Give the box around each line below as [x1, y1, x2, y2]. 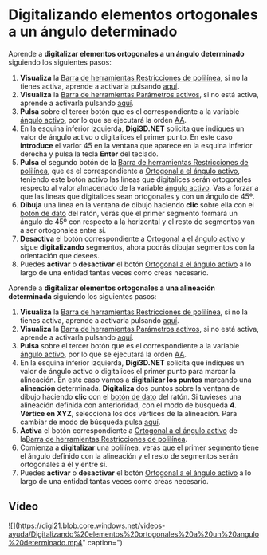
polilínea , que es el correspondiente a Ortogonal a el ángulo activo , [19, 166, 241, 175]
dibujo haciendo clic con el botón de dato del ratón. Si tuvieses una [19, 392, 241, 401]
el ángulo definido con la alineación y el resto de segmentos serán [19, 451, 238, 460]
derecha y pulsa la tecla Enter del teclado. [19, 149, 159, 159]
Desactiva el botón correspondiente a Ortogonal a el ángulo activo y [19, 234, 245, 243]
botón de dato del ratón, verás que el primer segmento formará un [19, 208, 238, 218]
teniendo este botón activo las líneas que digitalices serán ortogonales [19, 174, 252, 184]
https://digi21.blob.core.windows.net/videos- [18, 521, 166, 530]
